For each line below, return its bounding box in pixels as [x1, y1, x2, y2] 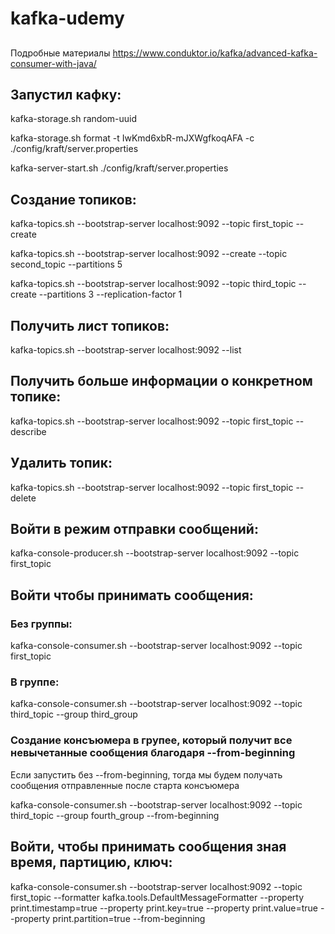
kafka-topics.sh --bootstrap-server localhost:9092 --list [10, 344, 242, 356]
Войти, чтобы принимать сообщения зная [10, 838, 287, 856]
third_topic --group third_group [10, 708, 138, 721]
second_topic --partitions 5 [10, 258, 123, 271]
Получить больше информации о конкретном [10, 373, 313, 390]
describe [10, 425, 47, 437]
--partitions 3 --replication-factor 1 [38, 288, 183, 301]
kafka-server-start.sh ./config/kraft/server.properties [10, 162, 229, 174]
